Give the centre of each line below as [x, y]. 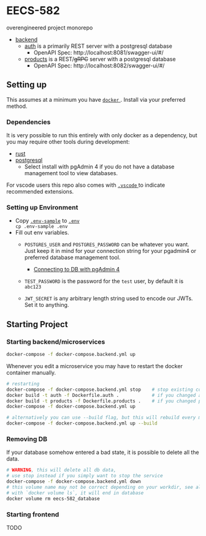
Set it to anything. [47, 305]
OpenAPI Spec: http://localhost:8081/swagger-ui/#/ [98, 52]
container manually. [31, 372]
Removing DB [27, 439]
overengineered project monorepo [50, 28]
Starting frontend [33, 514]
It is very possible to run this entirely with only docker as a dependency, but [102, 135]
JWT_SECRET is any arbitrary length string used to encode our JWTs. [109, 298]
